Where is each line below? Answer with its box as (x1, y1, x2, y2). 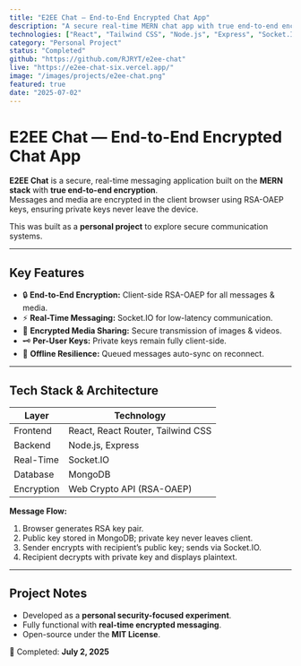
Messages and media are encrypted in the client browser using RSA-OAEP (9, 195, 284, 205)
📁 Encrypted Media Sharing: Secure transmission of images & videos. (21, 325, 282, 336)
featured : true (9, 80, 66, 89)
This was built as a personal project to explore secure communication (9, 221, 269, 232)
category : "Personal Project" (9, 38, 123, 48)
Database (13, 468, 55, 480)
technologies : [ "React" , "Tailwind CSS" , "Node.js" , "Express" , (9, 30, 254, 39)
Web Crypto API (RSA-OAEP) (68, 483, 193, 496)
